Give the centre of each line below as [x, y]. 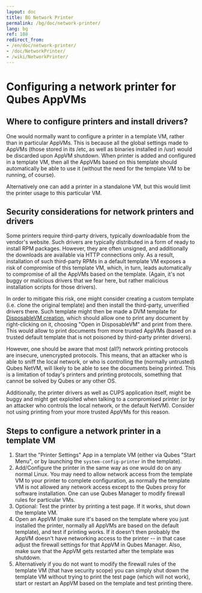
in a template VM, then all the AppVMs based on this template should [92, 162]
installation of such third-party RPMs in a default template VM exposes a [96, 261]
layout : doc [21, 12]
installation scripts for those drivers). [52, 287]
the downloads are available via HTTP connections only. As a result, [90, 255]
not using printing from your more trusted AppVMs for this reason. [88, 412]
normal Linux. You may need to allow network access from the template [104, 474]
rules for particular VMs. [45, 500]
